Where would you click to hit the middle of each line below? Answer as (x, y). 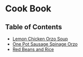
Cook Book (28, 9)
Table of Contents (34, 27)
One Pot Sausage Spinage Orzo (45, 44)
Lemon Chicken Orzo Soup (40, 39)
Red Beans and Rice (33, 49)
